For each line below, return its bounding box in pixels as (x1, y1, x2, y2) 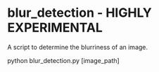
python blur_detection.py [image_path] (7, 56, 120, 64)
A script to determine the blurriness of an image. (7, 43, 148, 51)
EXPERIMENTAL (7, 20, 103, 36)
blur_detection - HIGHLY (7, 5, 153, 21)
